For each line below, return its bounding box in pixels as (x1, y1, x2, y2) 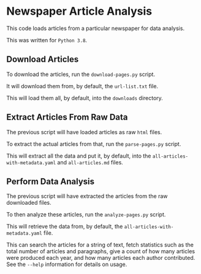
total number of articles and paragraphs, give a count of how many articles (6, 248, 195, 255)
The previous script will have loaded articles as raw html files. (6, 128, 162, 135)
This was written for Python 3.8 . (6, 36, 88, 44)
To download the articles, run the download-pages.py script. (6, 70, 155, 78)
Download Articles (6, 54, 79, 65)
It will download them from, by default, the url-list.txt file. (6, 82, 158, 89)
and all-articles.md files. (57, 158, 124, 166)
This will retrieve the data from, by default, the (6, 223, 123, 230)
